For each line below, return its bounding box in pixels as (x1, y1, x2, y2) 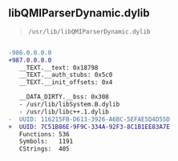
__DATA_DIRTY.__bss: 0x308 (18, 93, 110, 101)
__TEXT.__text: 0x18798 (18, 63, 99, 71)
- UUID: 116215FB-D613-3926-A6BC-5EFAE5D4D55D (8, 115, 171, 123)
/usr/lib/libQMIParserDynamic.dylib (27, 27, 151, 35)
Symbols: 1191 (18, 138, 74, 146)
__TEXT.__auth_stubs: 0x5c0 (18, 71, 113, 79)
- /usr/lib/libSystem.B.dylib (18, 100, 120, 109)
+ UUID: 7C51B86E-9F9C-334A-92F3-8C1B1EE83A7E (8, 123, 171, 131)
